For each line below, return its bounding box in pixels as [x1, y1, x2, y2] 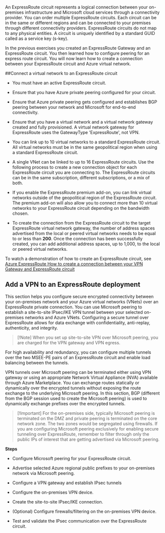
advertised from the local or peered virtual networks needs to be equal [12, 231, 156, 236]
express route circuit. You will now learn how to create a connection [5, 56, 143, 61]
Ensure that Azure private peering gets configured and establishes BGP [12, 99, 158, 105]
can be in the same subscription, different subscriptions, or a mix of [12, 175, 150, 180]
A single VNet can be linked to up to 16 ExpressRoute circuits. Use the [12, 159, 154, 165]
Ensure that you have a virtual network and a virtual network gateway [12, 119, 153, 125]
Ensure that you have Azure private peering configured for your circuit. [12, 90, 156, 95]
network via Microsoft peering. [12, 470, 75, 476]
